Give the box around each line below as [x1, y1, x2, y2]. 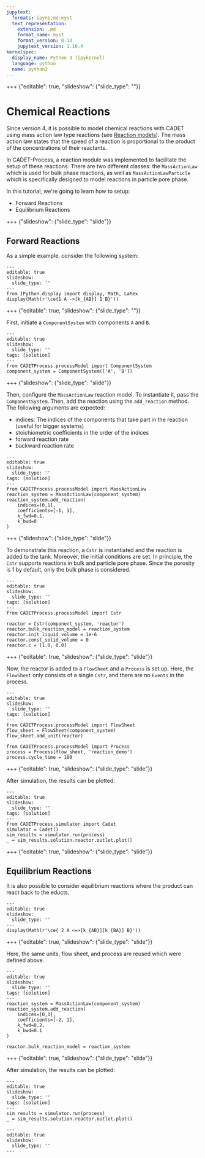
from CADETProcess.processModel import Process [6, 744, 130, 750]
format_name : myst [17, 32, 64, 38]
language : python [12, 60, 56, 66]
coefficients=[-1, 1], [17, 508, 75, 514]
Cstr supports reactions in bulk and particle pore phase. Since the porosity [6, 559, 195, 567]
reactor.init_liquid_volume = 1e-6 [6, 632, 97, 638]
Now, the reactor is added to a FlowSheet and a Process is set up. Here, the [6, 665, 194, 672]
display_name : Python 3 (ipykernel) [12, 55, 105, 61]
